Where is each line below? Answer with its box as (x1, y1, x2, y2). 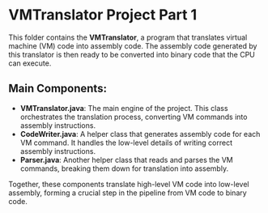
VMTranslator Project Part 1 (8, 6, 198, 24)
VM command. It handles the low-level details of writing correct (19, 138, 233, 147)
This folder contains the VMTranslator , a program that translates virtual (8, 32, 248, 42)
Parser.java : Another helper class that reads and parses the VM (19, 155, 233, 164)
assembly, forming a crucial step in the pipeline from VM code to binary (8, 188, 247, 198)
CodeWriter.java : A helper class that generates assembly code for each (19, 129, 261, 138)
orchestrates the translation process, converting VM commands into (19, 112, 248, 121)
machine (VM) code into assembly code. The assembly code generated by (8, 40, 257, 50)
